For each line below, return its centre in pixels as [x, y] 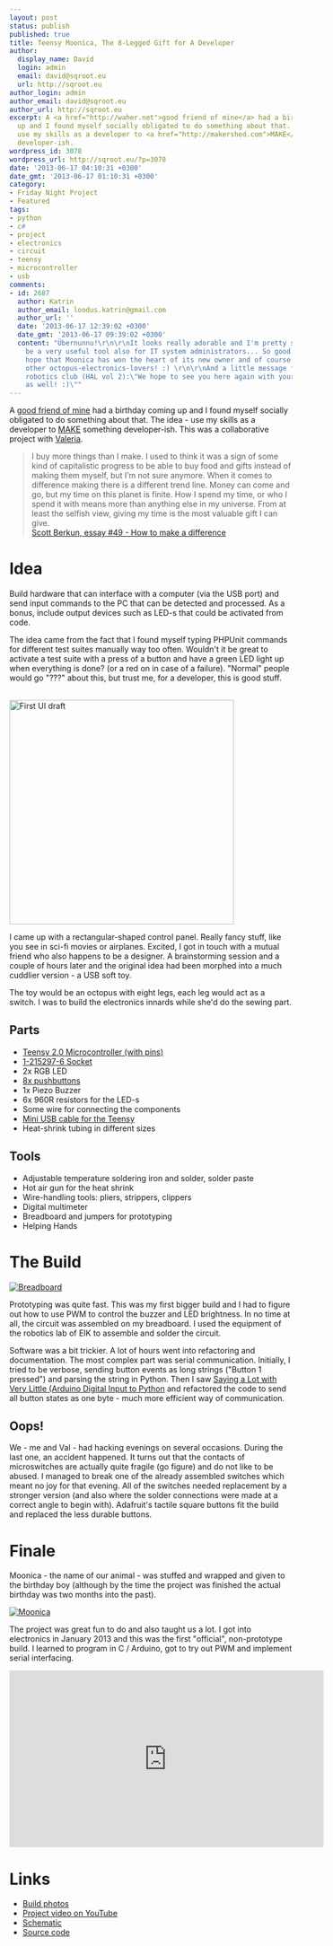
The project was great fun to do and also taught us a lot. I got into [131, 1629]
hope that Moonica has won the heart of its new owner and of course [158, 360]
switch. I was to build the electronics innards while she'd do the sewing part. [150, 1003]
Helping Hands [50, 1225]
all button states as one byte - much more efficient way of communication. [147, 1398]
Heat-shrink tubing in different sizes [89, 1128]
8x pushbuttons [51, 1080]
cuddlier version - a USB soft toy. [70, 976]
